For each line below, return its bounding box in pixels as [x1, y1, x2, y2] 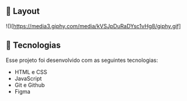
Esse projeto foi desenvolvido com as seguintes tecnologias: [5, 56, 158, 64]
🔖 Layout [5, 6, 40, 17]
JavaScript [14, 75, 42, 82]
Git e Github [14, 81, 45, 89]
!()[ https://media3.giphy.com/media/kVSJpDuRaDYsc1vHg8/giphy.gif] [5, 22, 182, 29]
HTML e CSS [14, 68, 48, 75]
